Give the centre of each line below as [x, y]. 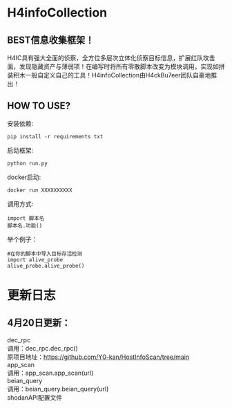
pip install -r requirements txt [55, 136]
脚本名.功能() [25, 225]
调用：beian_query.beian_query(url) [58, 389]
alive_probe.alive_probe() [46, 266]
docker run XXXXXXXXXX [40, 190]
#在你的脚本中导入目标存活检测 [45, 254]
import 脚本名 [26, 218]
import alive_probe [35, 260]
